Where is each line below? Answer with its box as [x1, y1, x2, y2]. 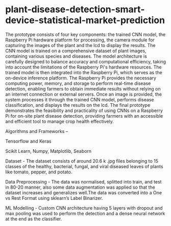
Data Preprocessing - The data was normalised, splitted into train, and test [5, 178, 162, 185]
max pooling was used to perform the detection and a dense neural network [5, 210, 165, 216]
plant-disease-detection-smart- [5, 4, 145, 15]
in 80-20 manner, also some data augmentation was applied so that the [5, 184, 156, 190]
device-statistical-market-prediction [5, 14, 165, 26]
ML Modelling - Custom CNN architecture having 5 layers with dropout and [5, 205, 163, 211]
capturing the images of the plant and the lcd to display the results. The [5, 42, 156, 48]
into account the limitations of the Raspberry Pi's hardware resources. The [5, 64, 162, 70]
